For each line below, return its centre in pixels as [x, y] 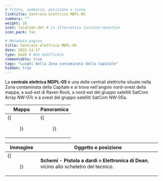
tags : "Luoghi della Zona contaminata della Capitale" [62, 64]
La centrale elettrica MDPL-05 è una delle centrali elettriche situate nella [78, 82]
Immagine [21, 147]
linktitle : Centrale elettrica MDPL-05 [45, 14]
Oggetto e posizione [98, 147]
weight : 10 [16, 23]
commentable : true [24, 59]
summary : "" [17, 18]
